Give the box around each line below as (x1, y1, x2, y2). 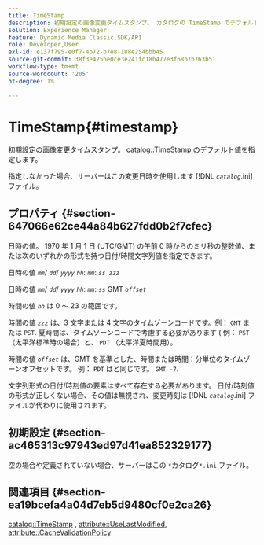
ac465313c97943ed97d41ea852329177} (8, 438, 213, 452)
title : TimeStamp (8, 11, 65, 20)
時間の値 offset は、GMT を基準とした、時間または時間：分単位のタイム (8, 355, 244, 364)
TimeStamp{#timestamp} (8, 118, 179, 136)
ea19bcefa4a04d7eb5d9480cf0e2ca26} (8, 499, 212, 512)
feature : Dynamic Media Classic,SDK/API (8, 33, 143, 42)
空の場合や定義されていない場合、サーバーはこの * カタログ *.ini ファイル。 (8, 461, 254, 470)
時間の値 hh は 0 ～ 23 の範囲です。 (8, 301, 122, 311)
